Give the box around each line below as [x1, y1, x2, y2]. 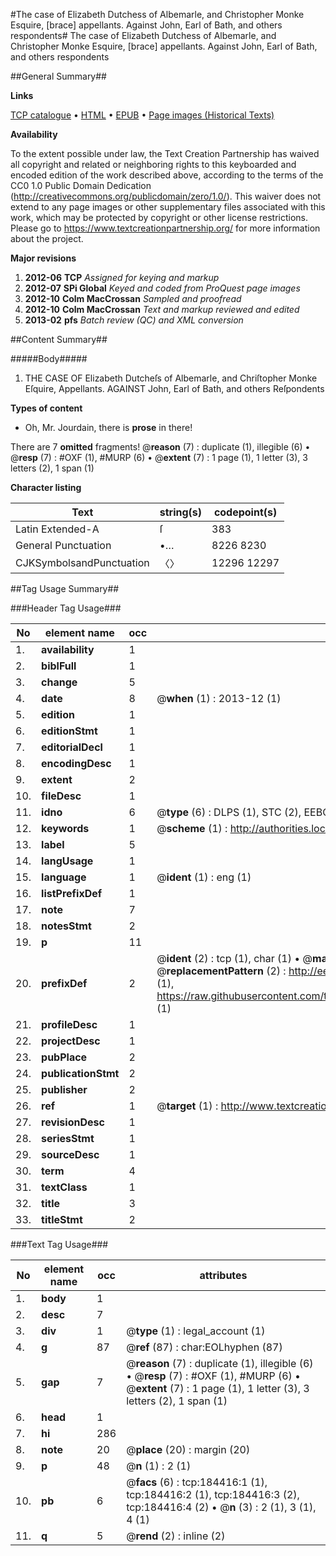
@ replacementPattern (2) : [156, 964, 287, 978]
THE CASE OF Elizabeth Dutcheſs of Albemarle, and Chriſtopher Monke [24, 372, 318, 384]
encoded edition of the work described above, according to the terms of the [10, 169, 324, 181]
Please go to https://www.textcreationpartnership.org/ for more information [10, 222, 321, 234]
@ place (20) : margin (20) [126, 1443, 251, 1456]
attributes [199, 1269, 248, 1282]
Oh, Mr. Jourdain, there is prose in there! [24, 422, 193, 433]
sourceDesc [41, 1148, 100, 1161]
